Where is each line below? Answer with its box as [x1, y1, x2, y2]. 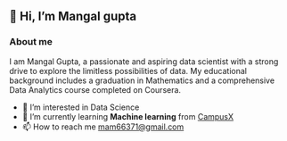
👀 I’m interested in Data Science [21, 102, 140, 112]
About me [9, 36, 53, 48]
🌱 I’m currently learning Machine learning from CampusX [21, 111, 234, 121]
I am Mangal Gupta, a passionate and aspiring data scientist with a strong [9, 55, 279, 67]
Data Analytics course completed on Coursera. [9, 84, 181, 95]
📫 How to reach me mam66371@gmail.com [21, 121, 184, 132]
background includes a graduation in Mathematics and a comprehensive [9, 75, 275, 86]
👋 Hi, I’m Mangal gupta [9, 9, 136, 24]
